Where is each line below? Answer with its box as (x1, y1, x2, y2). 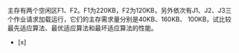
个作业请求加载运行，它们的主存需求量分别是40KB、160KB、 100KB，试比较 (7, 15, 232, 23)
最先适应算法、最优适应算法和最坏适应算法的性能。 (7, 24, 158, 32)
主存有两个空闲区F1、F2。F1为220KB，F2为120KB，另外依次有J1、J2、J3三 (7, 6, 232, 14)
